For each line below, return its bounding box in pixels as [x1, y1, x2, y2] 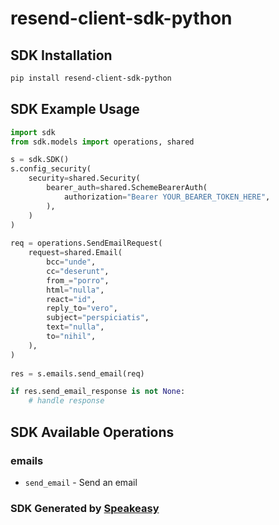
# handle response [28, 396, 105, 406]
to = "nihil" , [46, 332, 97, 342]
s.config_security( [10, 164, 92, 174]
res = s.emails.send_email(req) [10, 368, 145, 379]
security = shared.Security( [28, 173, 141, 184]
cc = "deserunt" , [46, 266, 110, 276]
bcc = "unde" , [46, 257, 97, 267]
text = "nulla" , [46, 322, 105, 332]
